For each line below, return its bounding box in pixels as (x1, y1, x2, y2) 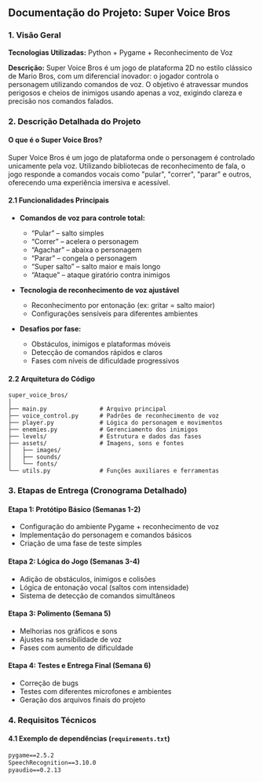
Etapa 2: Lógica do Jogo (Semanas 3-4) (8, 557, 141, 566)
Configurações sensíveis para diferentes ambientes (31, 309, 199, 319)
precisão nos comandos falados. (8, 96, 114, 105)
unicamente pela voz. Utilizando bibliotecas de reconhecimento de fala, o (8, 161, 246, 170)
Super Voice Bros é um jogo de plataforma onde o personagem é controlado (8, 152, 255, 162)
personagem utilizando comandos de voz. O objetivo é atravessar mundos (8, 79, 249, 89)
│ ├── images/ (8, 447, 61, 455)
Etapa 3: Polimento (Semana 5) (8, 608, 111, 619)
